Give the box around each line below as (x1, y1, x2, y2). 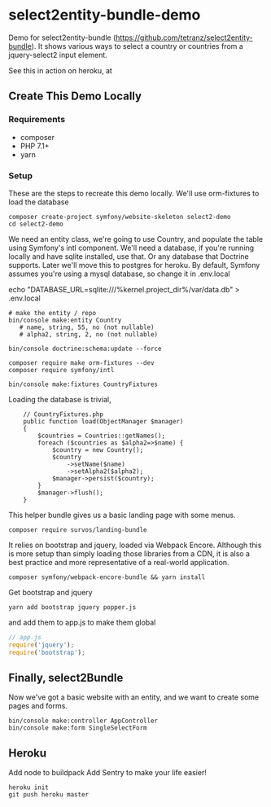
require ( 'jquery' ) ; (8, 641, 75, 649)
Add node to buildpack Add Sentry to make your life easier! (8, 768, 208, 778)
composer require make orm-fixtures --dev (8, 358, 155, 367)
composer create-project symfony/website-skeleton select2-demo (8, 213, 231, 221)
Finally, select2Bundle (8, 670, 124, 685)
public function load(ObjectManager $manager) (23, 417, 184, 425)
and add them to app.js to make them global (8, 617, 156, 627)
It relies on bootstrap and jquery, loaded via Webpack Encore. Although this (8, 540, 262, 550)
